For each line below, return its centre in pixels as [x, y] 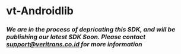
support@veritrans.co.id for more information [74, 45]
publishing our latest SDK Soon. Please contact [76, 37]
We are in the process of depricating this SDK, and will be [91, 30]
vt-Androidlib [40, 11]
